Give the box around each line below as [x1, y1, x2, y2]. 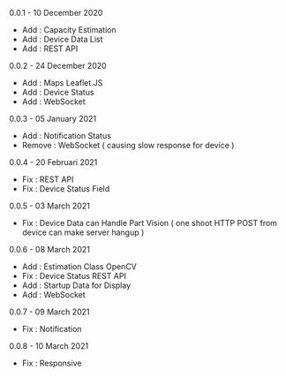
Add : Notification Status [21, 131, 112, 140]
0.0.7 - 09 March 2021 [9, 306, 90, 317]
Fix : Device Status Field [21, 184, 110, 193]
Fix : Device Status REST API [21, 271, 126, 281]
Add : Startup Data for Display [21, 280, 132, 290]
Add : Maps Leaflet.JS [21, 78, 103, 87]
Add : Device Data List [21, 34, 103, 44]
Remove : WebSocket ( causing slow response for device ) [21, 140, 235, 150]
